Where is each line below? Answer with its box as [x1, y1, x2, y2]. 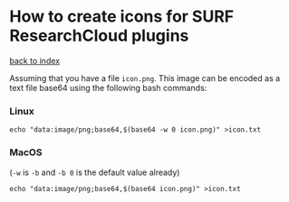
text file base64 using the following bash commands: [9, 82, 207, 93]
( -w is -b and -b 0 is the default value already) [9, 167, 180, 178]
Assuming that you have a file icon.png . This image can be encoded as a [9, 72, 281, 83]
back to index [9, 55, 61, 66]
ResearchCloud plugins [9, 25, 189, 46]
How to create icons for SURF [9, 6, 234, 27]
